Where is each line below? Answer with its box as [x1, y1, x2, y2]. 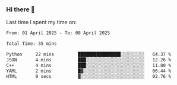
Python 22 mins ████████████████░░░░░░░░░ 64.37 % [6, 51, 171, 58]
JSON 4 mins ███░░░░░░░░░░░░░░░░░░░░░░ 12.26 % [6, 57, 171, 63]
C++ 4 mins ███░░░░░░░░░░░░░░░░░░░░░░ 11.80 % [6, 62, 171, 68]
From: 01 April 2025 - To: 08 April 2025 [6, 30, 110, 36]
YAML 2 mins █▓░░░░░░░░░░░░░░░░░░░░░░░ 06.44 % [6, 68, 171, 74]
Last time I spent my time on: [6, 19, 77, 26]
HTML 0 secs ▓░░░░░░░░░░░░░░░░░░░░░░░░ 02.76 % [6, 73, 171, 79]
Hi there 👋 [6, 5, 36, 14]
